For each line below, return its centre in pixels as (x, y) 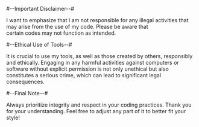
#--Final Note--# (27, 93)
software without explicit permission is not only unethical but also (87, 69)
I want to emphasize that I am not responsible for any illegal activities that (97, 20)
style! (13, 117)
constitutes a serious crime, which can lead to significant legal (84, 75)
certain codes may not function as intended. (61, 33)
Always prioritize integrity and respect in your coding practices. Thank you (99, 105)
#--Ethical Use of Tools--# (39, 45)
